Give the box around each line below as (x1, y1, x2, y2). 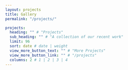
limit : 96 (9, 39, 30, 44)
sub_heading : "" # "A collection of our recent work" (9, 35, 124, 39)
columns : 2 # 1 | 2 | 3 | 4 (9, 57, 68, 62)
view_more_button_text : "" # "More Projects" (9, 48, 106, 53)
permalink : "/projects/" (5, 16, 57, 21)
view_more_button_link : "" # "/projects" (9, 53, 97, 58)
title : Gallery (5, 12, 37, 17)
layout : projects (5, 7, 41, 12)
